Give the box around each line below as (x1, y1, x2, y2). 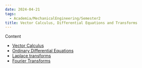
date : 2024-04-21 (5, 7, 40, 12)
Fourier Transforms (12, 58, 51, 64)
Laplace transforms (12, 53, 51, 59)
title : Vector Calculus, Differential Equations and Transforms (5, 20, 138, 25)
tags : (5, 11, 16, 16)
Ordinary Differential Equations (12, 48, 74, 54)
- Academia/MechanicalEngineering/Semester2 (9, 16, 101, 21)
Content (5, 34, 21, 39)
